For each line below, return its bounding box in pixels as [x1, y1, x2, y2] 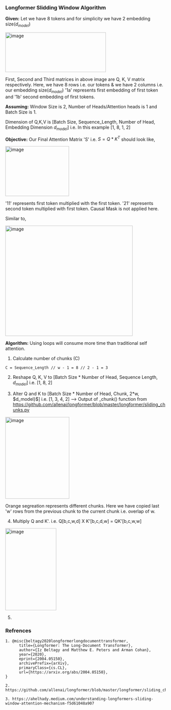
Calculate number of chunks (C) [12, 356, 80, 362]
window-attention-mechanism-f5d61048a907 [5, 701, 95, 706]
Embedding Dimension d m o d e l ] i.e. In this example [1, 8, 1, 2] [5, 124, 131, 131]
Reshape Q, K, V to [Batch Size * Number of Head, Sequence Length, [12, 374, 158, 380]
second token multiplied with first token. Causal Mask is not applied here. [5, 205, 159, 212]
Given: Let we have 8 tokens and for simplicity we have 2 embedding [5, 16, 151, 22]
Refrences [5, 627, 32, 634]
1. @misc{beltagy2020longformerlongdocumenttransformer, [5, 639, 129, 644]
